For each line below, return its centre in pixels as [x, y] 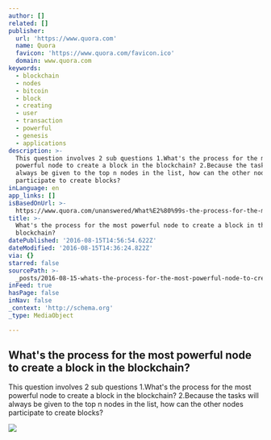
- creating [34, 106]
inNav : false [30, 301]
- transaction [39, 121]
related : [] [28, 23]
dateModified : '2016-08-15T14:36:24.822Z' [81, 248]
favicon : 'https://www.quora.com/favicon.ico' [95, 53]
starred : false [34, 263]
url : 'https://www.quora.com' [66, 38]
